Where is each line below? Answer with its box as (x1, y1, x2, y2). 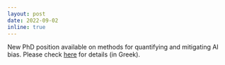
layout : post (7, 10, 46, 18)
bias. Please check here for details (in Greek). (7, 50, 140, 59)
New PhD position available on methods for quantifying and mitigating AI (7, 43, 219, 52)
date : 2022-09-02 (7, 17, 59, 24)
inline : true (7, 23, 46, 30)
